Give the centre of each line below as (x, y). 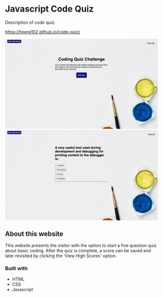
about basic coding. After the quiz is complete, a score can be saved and (78, 251)
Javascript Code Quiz (49, 9)
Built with (16, 268)
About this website (34, 234)
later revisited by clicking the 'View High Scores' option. (61, 256)
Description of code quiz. (30, 22)
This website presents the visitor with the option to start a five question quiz (81, 245)
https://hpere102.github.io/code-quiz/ (43, 32)
